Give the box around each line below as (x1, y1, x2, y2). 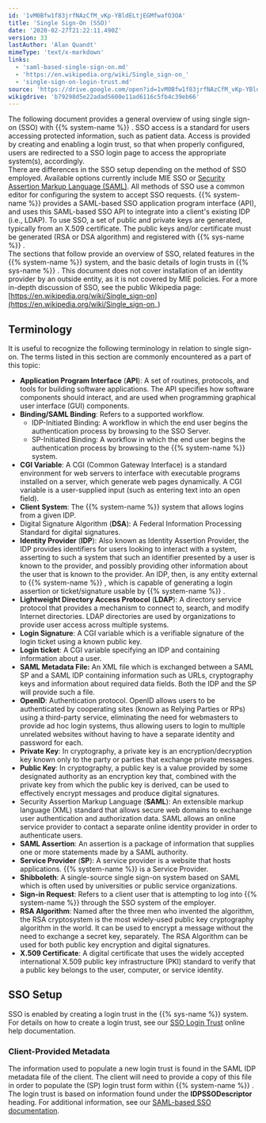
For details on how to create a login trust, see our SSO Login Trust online (8, 1018, 245, 1027)
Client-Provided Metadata (8, 1045, 111, 1056)
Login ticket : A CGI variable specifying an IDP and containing (19, 645, 220, 655)
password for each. (19, 738, 84, 747)
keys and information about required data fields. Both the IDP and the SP (19, 679, 257, 689)
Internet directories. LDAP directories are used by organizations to (19, 612, 236, 621)
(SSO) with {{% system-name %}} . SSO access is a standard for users (18, 123, 250, 132)
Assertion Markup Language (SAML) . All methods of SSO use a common (8, 181, 245, 191)
